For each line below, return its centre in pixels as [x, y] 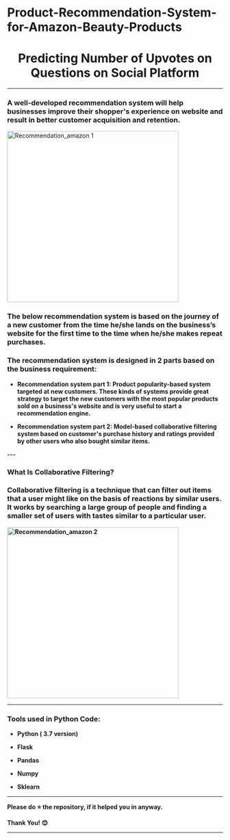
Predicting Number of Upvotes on [115, 59]
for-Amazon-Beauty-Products [95, 27]
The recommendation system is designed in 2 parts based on [111, 361]
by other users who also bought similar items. [84, 441]
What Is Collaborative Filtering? [61, 472]
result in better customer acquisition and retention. [94, 120]
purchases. [26, 342]
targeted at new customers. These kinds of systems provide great [113, 391]
